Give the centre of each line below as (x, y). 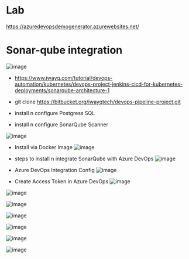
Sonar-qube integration (64, 50)
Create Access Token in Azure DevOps (61, 181)
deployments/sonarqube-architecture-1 (62, 90)
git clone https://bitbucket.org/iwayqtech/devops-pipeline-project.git (98, 102)
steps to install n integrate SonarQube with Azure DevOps (84, 159)
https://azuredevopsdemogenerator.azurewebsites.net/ (73, 26)
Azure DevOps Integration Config (55, 170)
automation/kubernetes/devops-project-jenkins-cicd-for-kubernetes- (99, 84)
